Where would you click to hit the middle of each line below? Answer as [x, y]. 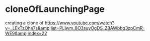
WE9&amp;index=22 [26, 33]
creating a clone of [24, 23]
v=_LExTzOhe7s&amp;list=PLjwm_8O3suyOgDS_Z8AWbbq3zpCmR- [75, 28]
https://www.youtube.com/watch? [79, 23]
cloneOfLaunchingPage [55, 9]
